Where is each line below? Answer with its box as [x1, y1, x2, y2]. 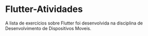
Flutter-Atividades [5, 3, 83, 15]
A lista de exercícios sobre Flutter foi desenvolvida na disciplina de [5, 20, 143, 26]
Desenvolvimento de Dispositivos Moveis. [5, 25, 91, 31]
